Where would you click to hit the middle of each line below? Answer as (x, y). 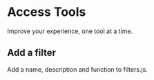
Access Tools (47, 12)
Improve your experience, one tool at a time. (70, 31)
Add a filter (32, 53)
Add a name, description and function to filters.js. (78, 69)
